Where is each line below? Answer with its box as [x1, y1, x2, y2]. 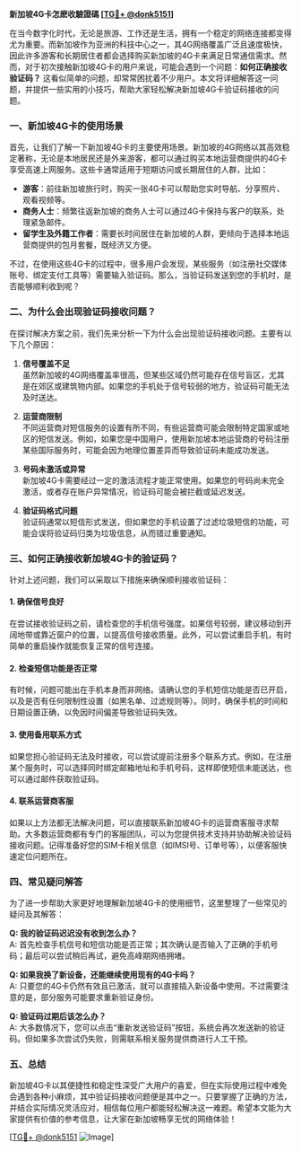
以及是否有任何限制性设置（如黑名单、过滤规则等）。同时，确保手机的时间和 [9, 696, 288, 707]
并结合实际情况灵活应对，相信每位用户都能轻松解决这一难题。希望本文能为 [9, 1103, 284, 1113]
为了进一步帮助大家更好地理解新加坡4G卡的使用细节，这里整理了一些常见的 [9, 898, 288, 908]
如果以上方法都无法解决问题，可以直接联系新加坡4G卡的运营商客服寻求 [9, 817, 271, 828]
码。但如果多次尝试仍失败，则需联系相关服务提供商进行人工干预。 [9, 1033, 253, 1044]
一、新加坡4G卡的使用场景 [9, 119, 124, 132]
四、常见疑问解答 [9, 875, 83, 888]
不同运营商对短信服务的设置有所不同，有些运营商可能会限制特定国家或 [21, 422, 282, 433]
